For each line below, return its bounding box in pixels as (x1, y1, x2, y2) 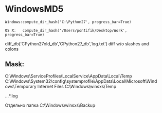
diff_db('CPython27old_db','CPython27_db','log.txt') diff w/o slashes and (5, 40, 149, 47)
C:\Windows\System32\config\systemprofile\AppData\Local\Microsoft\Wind (5, 78, 157, 84)
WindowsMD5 (5, 3, 64, 15)
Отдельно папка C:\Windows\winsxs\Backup (5, 102, 96, 108)
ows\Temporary (5, 83, 36, 89)
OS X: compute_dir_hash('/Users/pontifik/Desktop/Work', (5, 28, 127, 33)
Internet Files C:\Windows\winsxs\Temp (37, 83, 117, 89)
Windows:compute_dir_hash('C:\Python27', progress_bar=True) (5, 19, 132, 24)
